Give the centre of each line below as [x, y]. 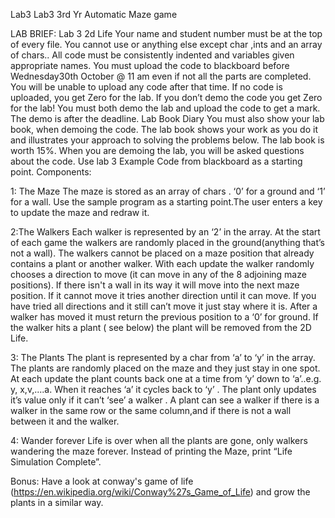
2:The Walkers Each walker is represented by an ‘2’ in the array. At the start [165, 232]
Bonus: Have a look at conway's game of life [102, 481]
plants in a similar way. [57, 502]
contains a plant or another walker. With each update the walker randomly [162, 263]
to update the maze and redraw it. [80, 212]
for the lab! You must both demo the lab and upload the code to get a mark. [165, 108]
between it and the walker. [65, 421]
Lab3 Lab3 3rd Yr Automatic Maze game [94, 14]
